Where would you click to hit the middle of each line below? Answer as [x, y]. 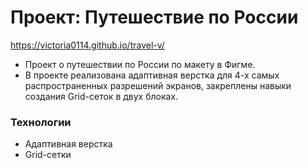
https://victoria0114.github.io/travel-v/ [87, 45]
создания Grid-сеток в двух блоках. [101, 96]
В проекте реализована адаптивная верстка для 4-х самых [152, 75]
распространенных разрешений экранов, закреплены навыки [158, 85]
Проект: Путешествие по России [154, 17]
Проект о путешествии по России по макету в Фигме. [140, 64]
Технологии [41, 122]
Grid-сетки [48, 155]
